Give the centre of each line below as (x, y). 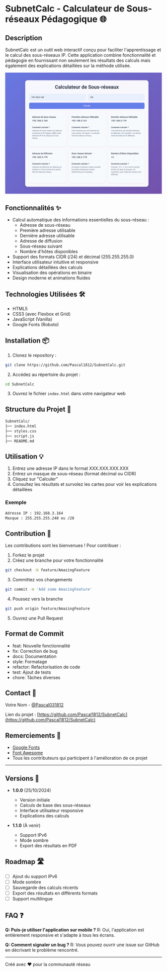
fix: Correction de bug (35, 651)
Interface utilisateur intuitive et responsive (55, 262)
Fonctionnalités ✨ (33, 208)
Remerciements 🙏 (33, 736)
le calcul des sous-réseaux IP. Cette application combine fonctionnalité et (81, 55)
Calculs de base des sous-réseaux (55, 805)
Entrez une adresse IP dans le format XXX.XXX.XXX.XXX (71, 468)
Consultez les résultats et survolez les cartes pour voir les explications (84, 484)
